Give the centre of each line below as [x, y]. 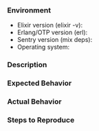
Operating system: [43, 47]
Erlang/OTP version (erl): [52, 32]
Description [27, 65]
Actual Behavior [34, 102]
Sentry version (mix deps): [55, 40]
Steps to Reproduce [41, 120]
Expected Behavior [40, 83]
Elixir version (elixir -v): [50, 25]
